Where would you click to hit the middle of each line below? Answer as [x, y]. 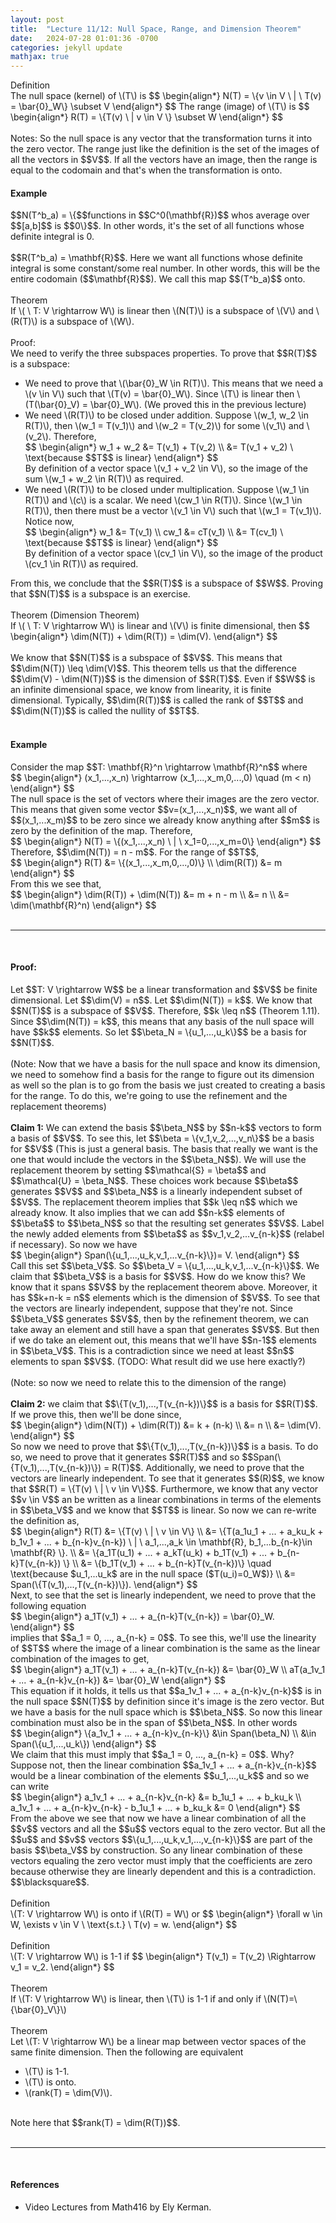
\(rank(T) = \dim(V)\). [68, 2092]
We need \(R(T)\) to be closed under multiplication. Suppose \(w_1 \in [167, 490]
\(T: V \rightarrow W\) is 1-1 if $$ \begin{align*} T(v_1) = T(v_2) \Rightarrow [163, 1956]
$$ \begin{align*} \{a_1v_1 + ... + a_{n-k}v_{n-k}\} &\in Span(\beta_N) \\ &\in [163, 1733]
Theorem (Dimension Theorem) [75, 615]
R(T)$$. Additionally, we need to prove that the [208, 1467]
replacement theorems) [58, 1106]
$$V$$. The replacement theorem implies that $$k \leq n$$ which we [154, 1202]
